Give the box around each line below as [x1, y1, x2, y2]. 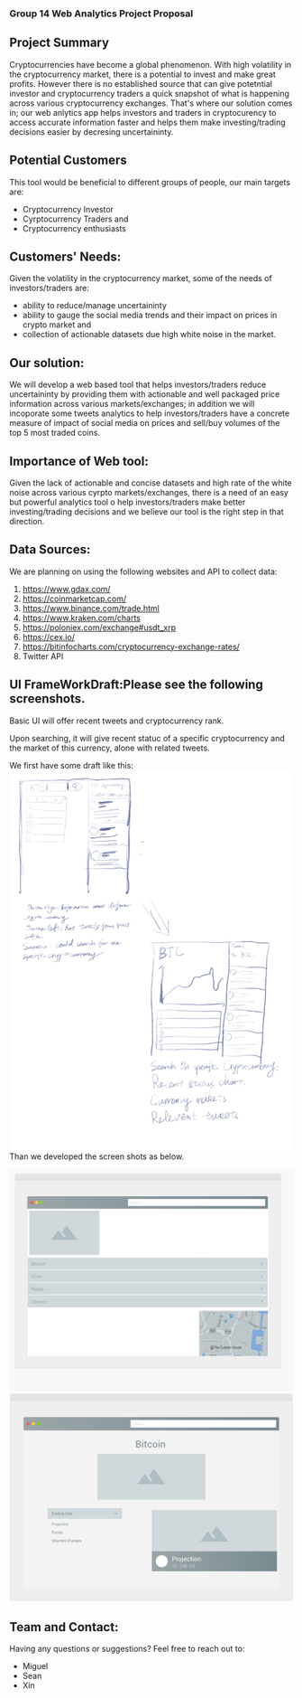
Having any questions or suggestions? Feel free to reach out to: [9, 1644, 245, 1655]
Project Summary [9, 35, 110, 51]
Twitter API [22, 650, 64, 662]
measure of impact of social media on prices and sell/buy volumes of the [9, 418, 280, 429]
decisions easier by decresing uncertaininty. [9, 126, 174, 137]
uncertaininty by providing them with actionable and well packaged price [9, 389, 280, 400]
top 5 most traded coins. [9, 428, 101, 439]
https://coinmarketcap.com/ [22, 593, 127, 604]
